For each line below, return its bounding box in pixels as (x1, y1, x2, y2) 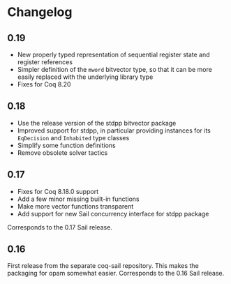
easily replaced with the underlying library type (17, 73, 154, 81)
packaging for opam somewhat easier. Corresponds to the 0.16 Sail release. (7, 269, 225, 278)
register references (17, 58, 73, 66)
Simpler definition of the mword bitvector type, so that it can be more (17, 66, 213, 73)
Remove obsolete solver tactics (17, 148, 108, 157)
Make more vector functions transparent (17, 202, 134, 210)
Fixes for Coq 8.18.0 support (17, 187, 99, 195)
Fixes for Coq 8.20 (17, 80, 71, 88)
